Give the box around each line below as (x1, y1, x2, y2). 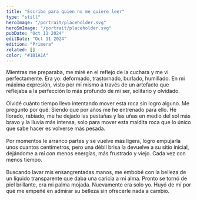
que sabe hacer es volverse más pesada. (6, 125, 106, 132)
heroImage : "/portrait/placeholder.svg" (6, 19, 107, 25)
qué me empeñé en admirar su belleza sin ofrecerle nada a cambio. (6, 187, 170, 194)
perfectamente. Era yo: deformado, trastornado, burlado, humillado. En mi (6, 75, 185, 82)
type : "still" (6, 14, 41, 20)
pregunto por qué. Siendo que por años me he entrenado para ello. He (6, 106, 177, 113)
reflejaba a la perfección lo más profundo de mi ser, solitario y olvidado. (6, 87, 181, 94)
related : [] (6, 47, 35, 53)
